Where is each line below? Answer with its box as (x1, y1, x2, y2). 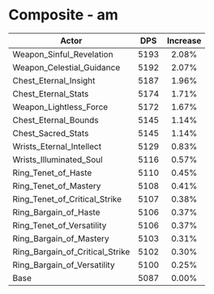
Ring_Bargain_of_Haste (12, 207, 101, 218)
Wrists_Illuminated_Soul (12, 154, 103, 165)
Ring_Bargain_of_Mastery (12, 232, 109, 244)
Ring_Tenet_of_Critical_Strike (12, 193, 122, 204)
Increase (166, 35, 202, 46)
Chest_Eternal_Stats (12, 87, 89, 99)
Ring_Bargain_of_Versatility (12, 259, 115, 271)
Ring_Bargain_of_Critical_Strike (12, 245, 131, 257)
